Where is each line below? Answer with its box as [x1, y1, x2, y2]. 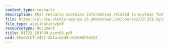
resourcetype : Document [5, 26, 55, 31]
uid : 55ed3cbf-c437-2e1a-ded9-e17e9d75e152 [5, 35, 98, 40]
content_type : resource [5, 7, 55, 12]
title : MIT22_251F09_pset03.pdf [5, 30, 73, 35]
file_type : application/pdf [5, 21, 64, 26]
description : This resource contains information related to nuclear [5, 12, 154, 17]
